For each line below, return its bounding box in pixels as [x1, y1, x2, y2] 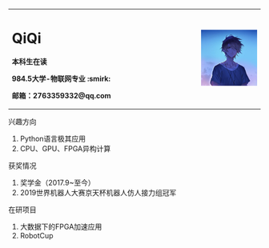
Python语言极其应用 [19, 134, 86, 144]
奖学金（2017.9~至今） [19, 178, 95, 188]
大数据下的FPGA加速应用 [19, 222, 102, 232]
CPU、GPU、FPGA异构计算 [19, 144, 111, 154]
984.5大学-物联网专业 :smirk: [11, 74, 110, 83]
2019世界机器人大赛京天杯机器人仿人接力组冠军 [19, 188, 177, 198]
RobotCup [19, 231, 54, 241]
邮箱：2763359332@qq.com [11, 90, 111, 100]
